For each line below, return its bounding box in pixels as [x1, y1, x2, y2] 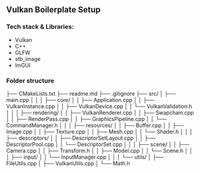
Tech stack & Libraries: [6, 23, 75, 31]
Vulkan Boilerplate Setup [6, 5, 101, 15]
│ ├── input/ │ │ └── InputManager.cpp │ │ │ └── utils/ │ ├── [6, 153, 164, 160]
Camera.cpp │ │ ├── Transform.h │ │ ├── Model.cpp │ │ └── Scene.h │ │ [6, 147, 193, 154]
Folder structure [6, 76, 54, 85]
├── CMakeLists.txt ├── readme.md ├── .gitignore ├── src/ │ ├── [6, 89, 176, 97]
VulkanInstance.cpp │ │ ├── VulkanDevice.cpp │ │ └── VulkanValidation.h [6, 103, 192, 110]
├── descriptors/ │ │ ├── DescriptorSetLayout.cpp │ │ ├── [6, 134, 156, 141]
